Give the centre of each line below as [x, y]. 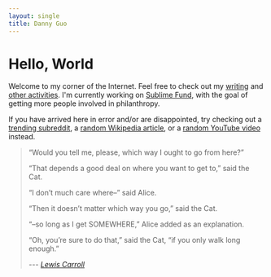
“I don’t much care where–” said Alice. [92, 193]
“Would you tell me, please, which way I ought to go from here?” [136, 152]
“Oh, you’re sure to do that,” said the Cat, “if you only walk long [134, 240]
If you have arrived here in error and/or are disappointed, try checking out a [135, 120]
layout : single [34, 16]
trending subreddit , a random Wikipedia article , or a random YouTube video [135, 128]
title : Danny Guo [38, 24]
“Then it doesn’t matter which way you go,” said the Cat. [123, 209]
